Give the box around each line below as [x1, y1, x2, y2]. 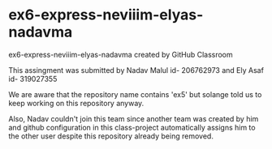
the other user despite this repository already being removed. [8, 131, 214, 141]
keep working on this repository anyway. [8, 98, 145, 108]
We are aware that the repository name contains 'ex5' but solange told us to [8, 89, 262, 99]
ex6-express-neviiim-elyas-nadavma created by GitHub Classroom [8, 49, 233, 59]
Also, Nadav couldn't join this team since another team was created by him [8, 113, 259, 123]
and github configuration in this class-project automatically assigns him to [8, 122, 256, 132]
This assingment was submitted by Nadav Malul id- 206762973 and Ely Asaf [8, 65, 264, 74]
